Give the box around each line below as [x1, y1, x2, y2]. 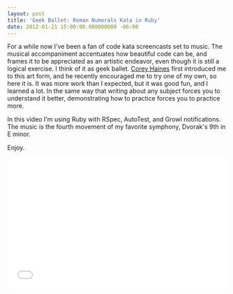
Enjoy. [7, 144, 25, 152]
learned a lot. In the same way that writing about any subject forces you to [7, 87, 221, 95]
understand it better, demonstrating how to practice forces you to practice [7, 94, 220, 103]
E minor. [7, 130, 31, 138]
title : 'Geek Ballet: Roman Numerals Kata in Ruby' [7, 17, 160, 24]
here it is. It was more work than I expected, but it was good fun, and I [7, 80, 208, 88]
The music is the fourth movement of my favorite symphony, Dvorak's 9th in [7, 123, 226, 131]
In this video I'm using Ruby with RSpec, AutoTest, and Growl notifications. [7, 115, 221, 124]
